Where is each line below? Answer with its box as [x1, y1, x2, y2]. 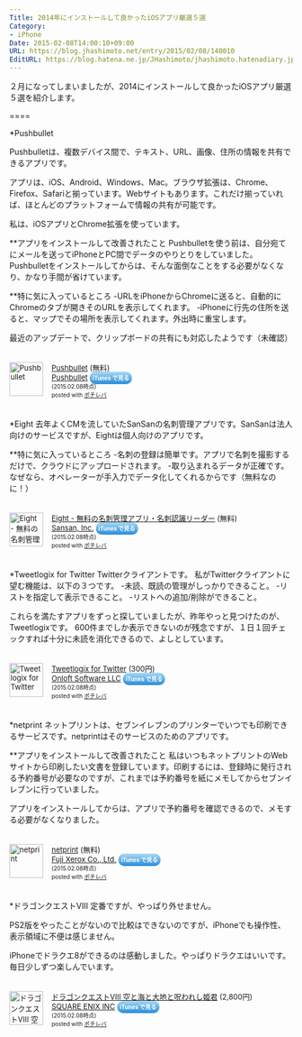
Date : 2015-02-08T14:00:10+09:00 [9, 38, 135, 48]
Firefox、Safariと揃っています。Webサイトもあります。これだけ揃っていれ [9, 188, 284, 198]
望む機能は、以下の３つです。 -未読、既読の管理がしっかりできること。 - [9, 581, 280, 591]
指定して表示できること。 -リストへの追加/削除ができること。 [32, 592, 262, 602]
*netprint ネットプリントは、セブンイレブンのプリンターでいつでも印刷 [9, 720, 272, 730]
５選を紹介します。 [9, 92, 80, 103]
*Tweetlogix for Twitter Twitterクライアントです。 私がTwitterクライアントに [9, 569, 291, 580]
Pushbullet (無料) [51, 362, 111, 372]
